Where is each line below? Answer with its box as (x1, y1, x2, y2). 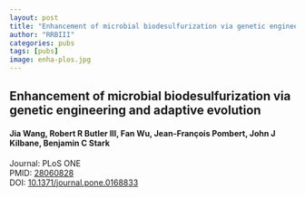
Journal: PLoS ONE (9, 157, 82, 168)
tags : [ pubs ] (9, 47, 59, 56)
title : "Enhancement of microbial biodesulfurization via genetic (9, 22, 266, 31)
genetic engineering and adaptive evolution (9, 103, 261, 118)
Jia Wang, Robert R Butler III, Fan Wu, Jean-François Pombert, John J (9, 127, 276, 138)
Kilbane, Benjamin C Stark (9, 137, 111, 148)
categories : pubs (9, 38, 75, 48)
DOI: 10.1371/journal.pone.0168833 (9, 177, 139, 188)
